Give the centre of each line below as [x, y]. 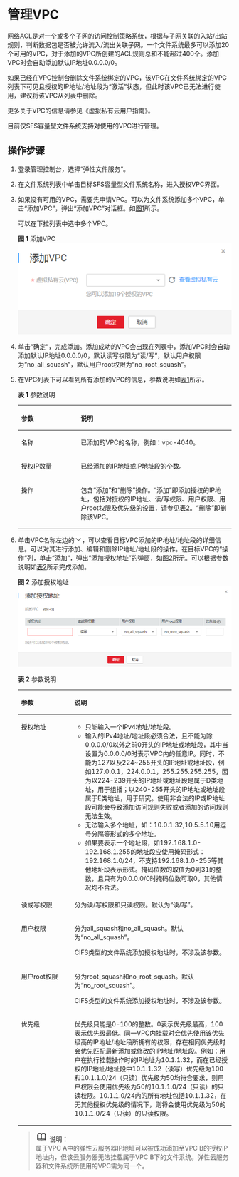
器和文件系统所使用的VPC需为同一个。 [92, 1166]
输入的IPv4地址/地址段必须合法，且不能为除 [149, 735]
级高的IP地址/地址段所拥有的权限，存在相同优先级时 [150, 1041]
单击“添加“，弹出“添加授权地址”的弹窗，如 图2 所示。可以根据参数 [134, 558]
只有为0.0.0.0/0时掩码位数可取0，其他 [160, 878]
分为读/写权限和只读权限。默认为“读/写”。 [136, 905]
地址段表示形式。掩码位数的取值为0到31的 [153, 869]
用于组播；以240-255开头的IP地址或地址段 [161, 789]
